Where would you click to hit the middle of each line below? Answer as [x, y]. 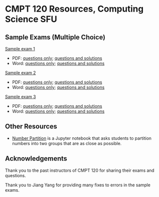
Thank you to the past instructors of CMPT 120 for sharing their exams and [80, 170]
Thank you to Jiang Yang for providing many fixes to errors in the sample [78, 185]
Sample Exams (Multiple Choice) [55, 37]
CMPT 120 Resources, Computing [74, 9]
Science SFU [31, 19]
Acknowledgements [36, 159]
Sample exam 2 [21, 73]
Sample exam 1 [20, 49]
